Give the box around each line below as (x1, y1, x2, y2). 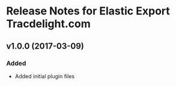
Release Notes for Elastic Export (6, 4, 170, 18)
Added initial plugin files (14, 72, 75, 79)
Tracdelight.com (6, 17, 91, 31)
